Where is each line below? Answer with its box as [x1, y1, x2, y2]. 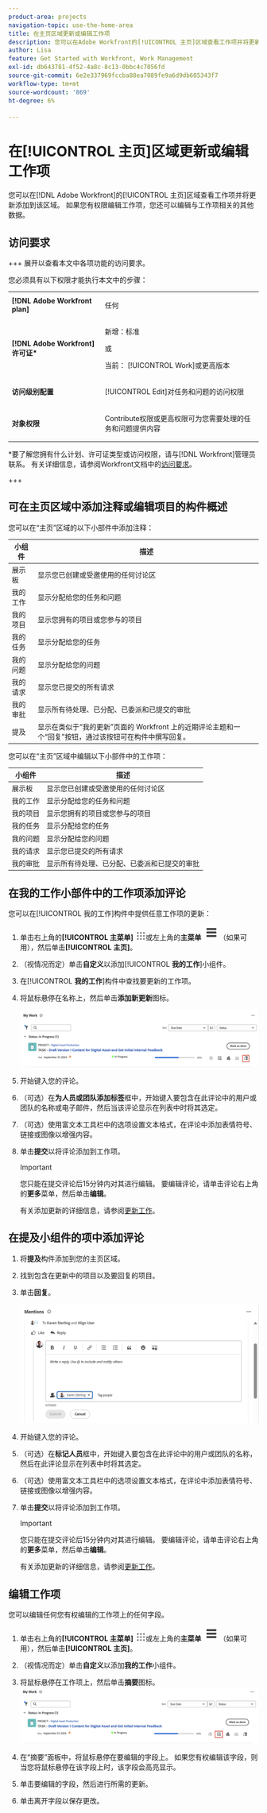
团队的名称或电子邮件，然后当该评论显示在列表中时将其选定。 [19, 1103, 222, 1112]
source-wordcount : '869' [8, 88, 91, 96]
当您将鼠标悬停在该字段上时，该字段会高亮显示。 [19, 1762, 180, 1772]
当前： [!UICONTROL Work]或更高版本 [104, 361, 230, 369]
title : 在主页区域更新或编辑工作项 [8, 29, 110, 37]
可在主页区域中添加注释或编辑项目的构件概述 [8, 501, 228, 514]
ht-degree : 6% [8, 96, 56, 105]
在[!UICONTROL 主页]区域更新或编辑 [8, 143, 249, 160]
